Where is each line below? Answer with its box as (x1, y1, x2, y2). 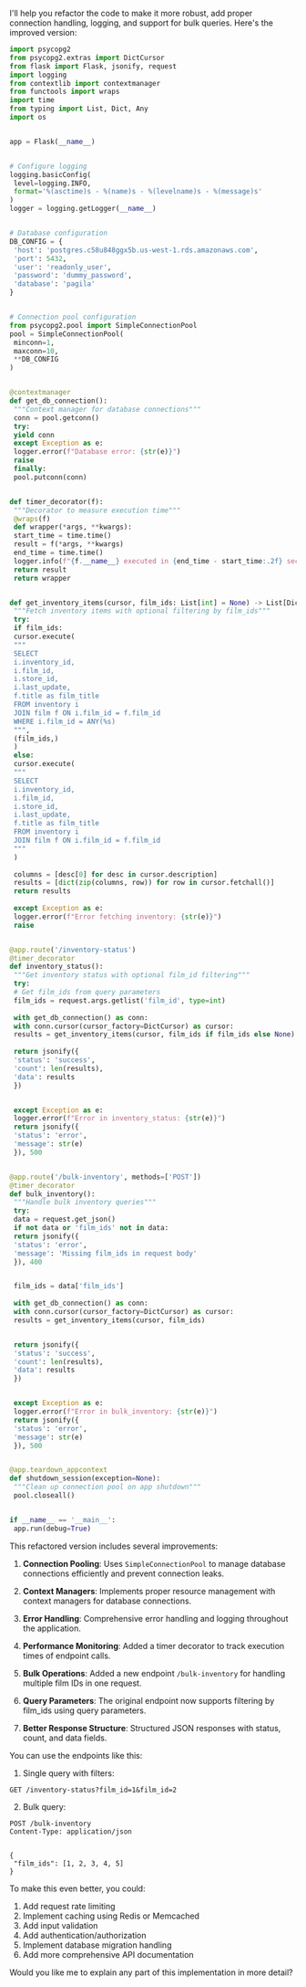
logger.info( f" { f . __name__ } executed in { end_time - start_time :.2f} (13, 556, 283, 565)
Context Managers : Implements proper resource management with (22, 1585, 276, 1596)
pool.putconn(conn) (13, 472, 88, 482)
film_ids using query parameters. (22, 1705, 147, 1716)
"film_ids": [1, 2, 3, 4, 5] (13, 1858, 125, 1868)
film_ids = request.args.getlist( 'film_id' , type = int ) (13, 995, 226, 1005)
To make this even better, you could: (9, 1883, 146, 1894)
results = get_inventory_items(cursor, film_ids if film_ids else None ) (13, 1030, 296, 1039)
